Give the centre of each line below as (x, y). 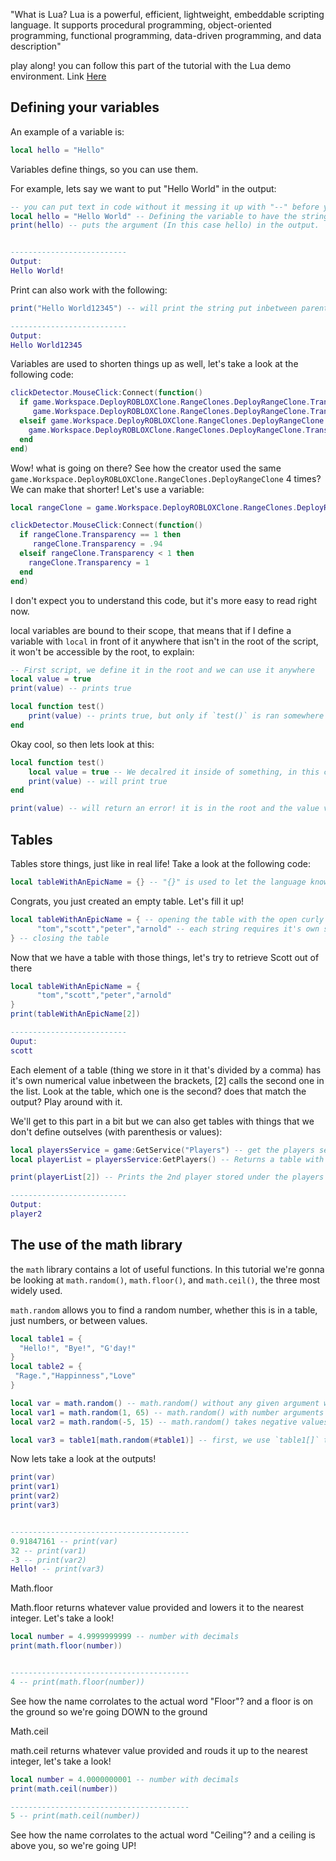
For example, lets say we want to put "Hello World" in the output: (143, 188)
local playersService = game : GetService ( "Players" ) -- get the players (162, 1150)
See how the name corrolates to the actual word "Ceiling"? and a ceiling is (163, 1835)
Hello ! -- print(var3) (57, 1569)
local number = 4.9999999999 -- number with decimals (125, 1637)
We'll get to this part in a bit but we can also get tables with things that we (162, 1121)
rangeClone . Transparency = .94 (97, 544)
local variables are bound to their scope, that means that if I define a (151, 630)
